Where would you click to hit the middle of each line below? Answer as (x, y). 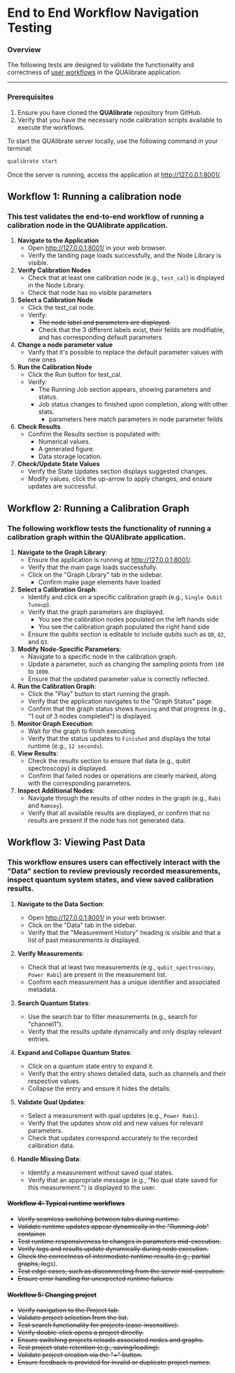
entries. (39, 1039)
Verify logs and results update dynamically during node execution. (113, 1248)
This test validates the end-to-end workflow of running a (106, 217)
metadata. (42, 989)
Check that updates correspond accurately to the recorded (113, 1138)
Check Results (39, 427)
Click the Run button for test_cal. (75, 375)
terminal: (20, 148)
